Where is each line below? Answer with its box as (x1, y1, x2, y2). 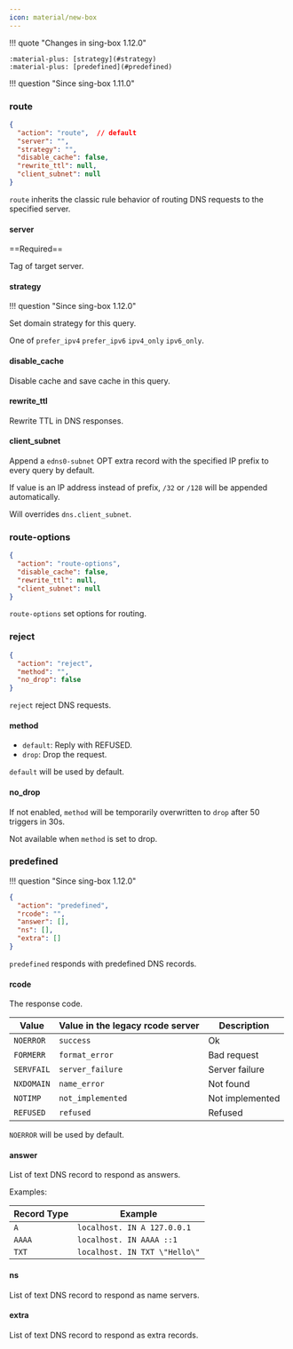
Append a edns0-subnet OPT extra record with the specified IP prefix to (9, 455, 269, 466)
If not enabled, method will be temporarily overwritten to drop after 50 (9, 806, 260, 817)
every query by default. (9, 464, 95, 475)
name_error (59, 1079, 105, 1089)
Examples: (9, 1186, 47, 1197)
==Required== (9, 243, 64, 254)
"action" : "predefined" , (17, 901, 109, 910)
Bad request (208, 1049, 259, 1061)
